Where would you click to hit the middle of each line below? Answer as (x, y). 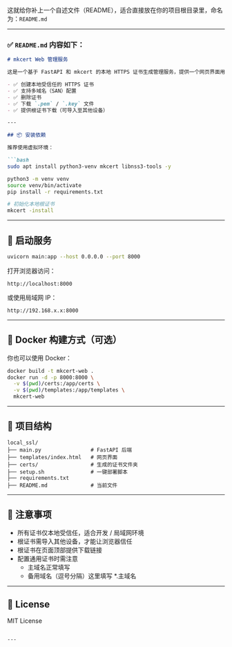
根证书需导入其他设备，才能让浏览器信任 (75, 541)
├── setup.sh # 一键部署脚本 (67, 472)
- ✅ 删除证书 (25, 97)
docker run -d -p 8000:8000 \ (51, 377)
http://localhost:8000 (40, 284)
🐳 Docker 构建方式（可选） (65, 340)
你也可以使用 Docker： (40, 358)
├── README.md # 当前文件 (62, 485)
